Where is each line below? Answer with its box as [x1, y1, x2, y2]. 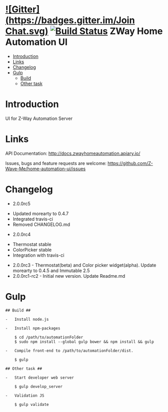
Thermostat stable [12, 241, 52, 247]
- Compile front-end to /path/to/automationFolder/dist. [5, 348, 134, 353]
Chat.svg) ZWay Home [5, 26, 163, 37]
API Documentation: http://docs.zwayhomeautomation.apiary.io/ [5, 150, 140, 156]
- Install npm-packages [5, 325, 60, 331]
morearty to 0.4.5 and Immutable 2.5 [12, 267, 90, 274]
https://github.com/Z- [107, 160, 153, 166]
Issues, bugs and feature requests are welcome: [5, 160, 107, 166]
